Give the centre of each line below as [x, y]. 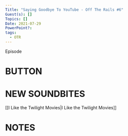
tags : [11, 33]
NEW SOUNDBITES [45, 94]
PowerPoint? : [19, 28]
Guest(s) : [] [19, 14]
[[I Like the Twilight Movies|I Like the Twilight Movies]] [61, 108]
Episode [13, 51]
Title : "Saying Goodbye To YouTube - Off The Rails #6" [64, 10]
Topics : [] [16, 19]
